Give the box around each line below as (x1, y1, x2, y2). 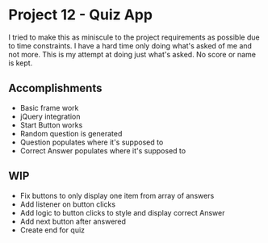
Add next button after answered (19, 216, 127, 226)
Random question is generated (19, 128, 123, 138)
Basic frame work (19, 103, 79, 112)
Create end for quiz (19, 224, 86, 235)
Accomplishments (8, 82, 103, 95)
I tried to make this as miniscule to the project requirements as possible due (8, 32, 260, 42)
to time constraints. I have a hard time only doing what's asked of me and (8, 40, 253, 50)
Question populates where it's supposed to (19, 137, 164, 147)
